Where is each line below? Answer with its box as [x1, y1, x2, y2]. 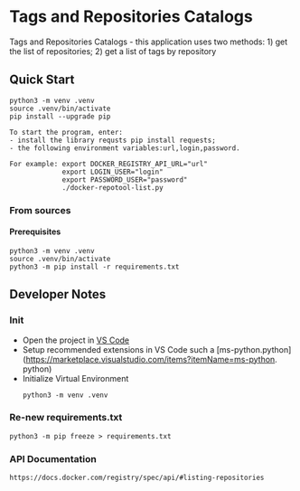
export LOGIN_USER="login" [61, 167, 164, 176]
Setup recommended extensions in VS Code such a [22, 344, 215, 354]
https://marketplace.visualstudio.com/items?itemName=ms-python [25, 354, 276, 364]
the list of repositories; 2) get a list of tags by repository [9, 45, 217, 56]
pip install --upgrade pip [9, 111, 111, 121]
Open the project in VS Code [22, 335, 130, 345]
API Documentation [9, 452, 98, 465]
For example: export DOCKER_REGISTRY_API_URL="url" [9, 159, 208, 168]
